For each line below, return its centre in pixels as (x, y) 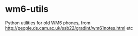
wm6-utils (27, 9)
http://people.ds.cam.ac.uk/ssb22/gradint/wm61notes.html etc (69, 28)
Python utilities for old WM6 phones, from (48, 23)
